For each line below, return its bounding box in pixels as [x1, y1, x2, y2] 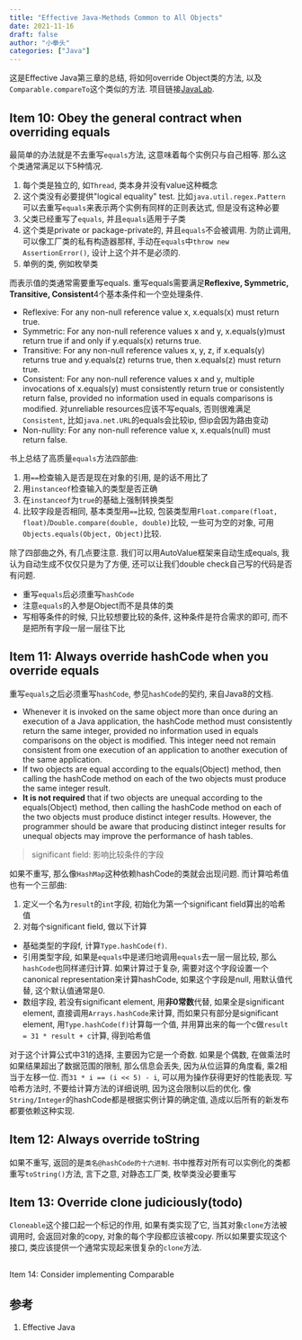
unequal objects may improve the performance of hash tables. [22, 830, 253, 841]
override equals [9, 663, 100, 679]
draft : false [9, 30, 58, 39]
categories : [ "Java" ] [9, 47, 91, 56]
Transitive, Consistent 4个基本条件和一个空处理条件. [9, 289, 204, 299]
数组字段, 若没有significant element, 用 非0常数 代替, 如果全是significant [22, 996, 285, 1007]
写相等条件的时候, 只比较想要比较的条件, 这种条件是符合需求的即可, [22, 611, 271, 621]
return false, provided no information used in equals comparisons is [22, 392, 273, 403]
